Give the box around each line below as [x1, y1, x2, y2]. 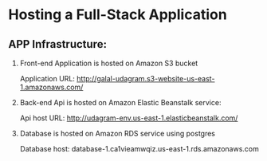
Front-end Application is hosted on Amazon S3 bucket [19, 58, 198, 68]
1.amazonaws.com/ [19, 82, 84, 92]
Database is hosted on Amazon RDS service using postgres [19, 129, 216, 138]
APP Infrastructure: [8, 37, 108, 51]
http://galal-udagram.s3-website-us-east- [77, 74, 215, 83]
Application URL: [19, 74, 76, 83]
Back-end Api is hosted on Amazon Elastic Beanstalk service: [19, 98, 222, 107]
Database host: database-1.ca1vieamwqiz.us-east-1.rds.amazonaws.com [19, 144, 259, 153]
